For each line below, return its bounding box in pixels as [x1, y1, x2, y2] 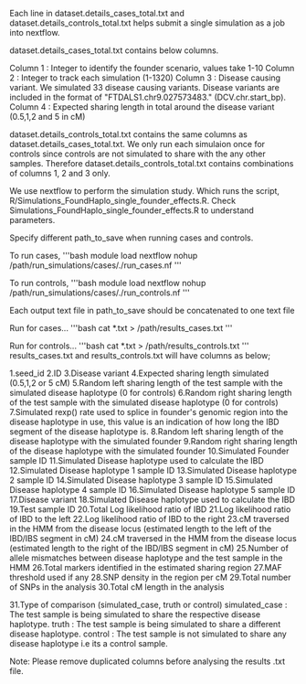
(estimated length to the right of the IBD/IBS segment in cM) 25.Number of [9, 543, 290, 553]
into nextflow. [9, 27, 60, 37]
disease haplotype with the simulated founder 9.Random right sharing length [9, 436, 299, 446]
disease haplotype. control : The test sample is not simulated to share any [9, 628, 288, 639]
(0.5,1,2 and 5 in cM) [9, 112, 86, 122]
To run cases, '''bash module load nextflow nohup [9, 251, 198, 261]
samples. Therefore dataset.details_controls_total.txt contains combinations [9, 158, 294, 168]
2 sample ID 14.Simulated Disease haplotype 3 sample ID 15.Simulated [9, 475, 273, 486]
